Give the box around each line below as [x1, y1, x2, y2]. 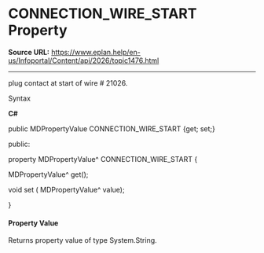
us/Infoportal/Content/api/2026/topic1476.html [8, 56, 159, 65]
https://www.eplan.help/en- [50, 47, 141, 57]
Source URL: [8, 47, 49, 57]
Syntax [8, 93, 31, 103]
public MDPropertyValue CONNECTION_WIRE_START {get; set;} [8, 123, 216, 134]
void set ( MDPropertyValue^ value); [8, 185, 125, 194]
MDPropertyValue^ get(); [8, 170, 89, 179]
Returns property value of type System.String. [8, 236, 157, 245]
